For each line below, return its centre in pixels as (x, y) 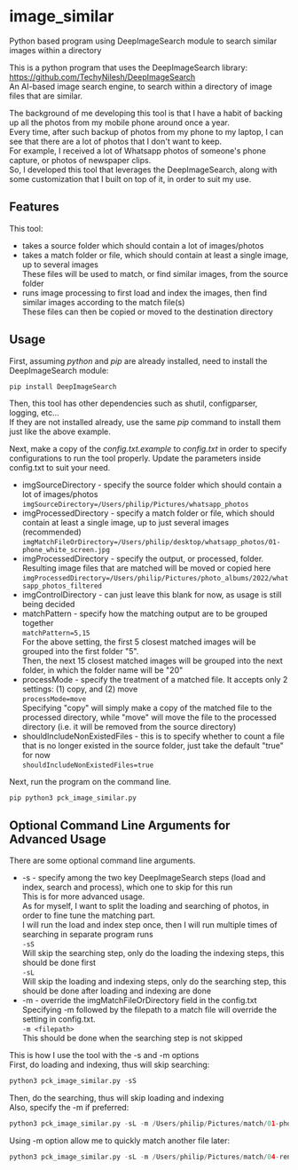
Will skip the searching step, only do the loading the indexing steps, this (153, 953)
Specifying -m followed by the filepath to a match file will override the (149, 1010)
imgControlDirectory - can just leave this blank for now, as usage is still (152, 594)
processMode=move (54, 699)
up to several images (60, 265)
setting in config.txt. (59, 1019)
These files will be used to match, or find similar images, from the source (155, 273)
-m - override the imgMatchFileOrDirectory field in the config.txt (139, 1000)
